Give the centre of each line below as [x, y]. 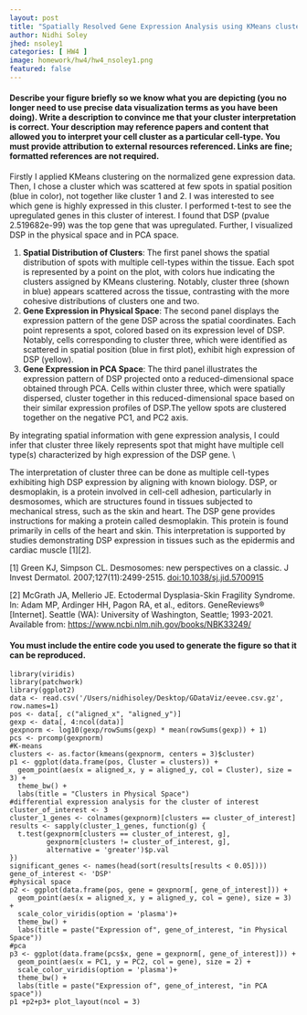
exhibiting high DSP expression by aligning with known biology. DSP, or [143, 482]
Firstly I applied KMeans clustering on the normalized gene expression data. [153, 177]
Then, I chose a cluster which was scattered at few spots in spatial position [151, 186]
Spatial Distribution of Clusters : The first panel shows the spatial [146, 253]
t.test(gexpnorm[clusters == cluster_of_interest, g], [124, 834]
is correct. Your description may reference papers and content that [139, 127]
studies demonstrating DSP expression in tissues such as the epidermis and [152, 541]
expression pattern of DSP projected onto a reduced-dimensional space [158, 379]
